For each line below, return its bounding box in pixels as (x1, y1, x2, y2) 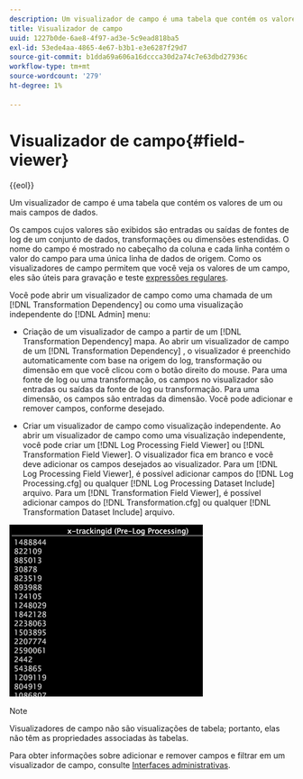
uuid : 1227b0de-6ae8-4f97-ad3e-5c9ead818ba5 (9, 33, 179, 42)
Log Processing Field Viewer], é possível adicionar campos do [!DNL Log (22, 468, 294, 479)
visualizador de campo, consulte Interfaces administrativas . (9, 759, 232, 770)
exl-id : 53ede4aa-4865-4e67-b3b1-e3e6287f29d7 (9, 43, 188, 52)
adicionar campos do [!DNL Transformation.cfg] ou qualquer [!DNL (22, 497, 271, 508)
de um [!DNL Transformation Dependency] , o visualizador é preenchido (22, 345, 291, 356)
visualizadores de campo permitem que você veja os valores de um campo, (9, 262, 290, 273)
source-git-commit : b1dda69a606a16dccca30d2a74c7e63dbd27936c (9, 52, 248, 62)
